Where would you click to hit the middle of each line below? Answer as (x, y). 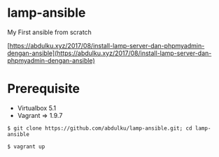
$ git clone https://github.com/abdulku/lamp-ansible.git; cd (100, 128)
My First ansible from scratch (50, 32)
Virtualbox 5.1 (37, 108)
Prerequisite (44, 89)
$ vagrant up (26, 147)
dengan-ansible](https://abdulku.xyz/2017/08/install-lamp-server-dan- (109, 53)
